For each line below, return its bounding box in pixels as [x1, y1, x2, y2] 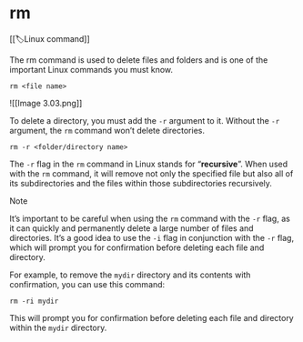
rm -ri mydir [9, 297, 59, 306]
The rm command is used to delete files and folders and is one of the [9, 54, 268, 65]
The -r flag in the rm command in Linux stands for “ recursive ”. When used [9, 158, 288, 169]
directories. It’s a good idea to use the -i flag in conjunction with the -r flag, [9, 232, 294, 243]
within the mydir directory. [9, 322, 107, 333]
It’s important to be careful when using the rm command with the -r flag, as [9, 213, 291, 224]
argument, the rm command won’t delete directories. [9, 125, 205, 136]
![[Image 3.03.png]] [9, 97, 83, 108]
